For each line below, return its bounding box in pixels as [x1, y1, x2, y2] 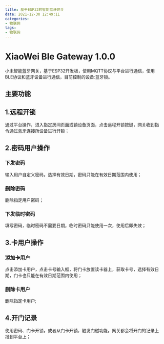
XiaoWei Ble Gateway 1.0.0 [5, 51, 116, 62]
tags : [5, 25, 16, 30]
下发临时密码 [5, 211, 36, 218]
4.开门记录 [5, 314, 38, 322]
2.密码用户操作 [5, 144, 50, 152]
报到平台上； [5, 334, 31, 340]
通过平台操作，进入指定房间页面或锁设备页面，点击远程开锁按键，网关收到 [5, 122, 155, 128]
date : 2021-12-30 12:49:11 [5, 12, 60, 17]
